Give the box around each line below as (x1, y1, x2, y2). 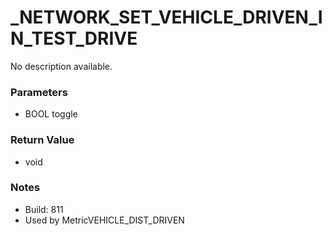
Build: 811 (24, 203, 64, 215)
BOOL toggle (24, 108, 78, 120)
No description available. (10, 60, 113, 72)
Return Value (10, 133, 75, 147)
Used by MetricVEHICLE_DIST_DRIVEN (24, 214, 185, 226)
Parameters (10, 85, 68, 99)
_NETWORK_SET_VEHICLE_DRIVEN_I (10, 6, 323, 29)
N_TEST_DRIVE (10, 27, 138, 50)
